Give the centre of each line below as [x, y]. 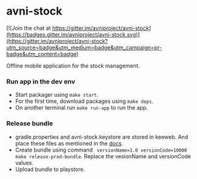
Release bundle [30, 124]
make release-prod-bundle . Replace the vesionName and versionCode [103, 156]
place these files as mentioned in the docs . [69, 143]
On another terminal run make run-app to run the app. [81, 108]
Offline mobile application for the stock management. [73, 66]
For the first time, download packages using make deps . [84, 101]
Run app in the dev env [41, 82]
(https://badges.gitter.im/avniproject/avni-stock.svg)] [73, 34]
